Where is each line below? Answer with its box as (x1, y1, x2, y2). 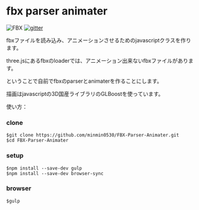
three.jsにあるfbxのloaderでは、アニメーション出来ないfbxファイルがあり (6, 57, 189, 64)
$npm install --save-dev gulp (6, 165, 83, 171)
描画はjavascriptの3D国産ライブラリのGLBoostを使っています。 (6, 90, 164, 97)
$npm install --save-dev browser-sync (6, 170, 104, 176)
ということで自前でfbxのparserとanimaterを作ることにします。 (6, 77, 163, 84)
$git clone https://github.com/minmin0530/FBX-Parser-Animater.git (6, 132, 180, 138)
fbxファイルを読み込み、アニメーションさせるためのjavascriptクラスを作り (6, 36, 192, 43)
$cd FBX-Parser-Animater (6, 138, 69, 144)
